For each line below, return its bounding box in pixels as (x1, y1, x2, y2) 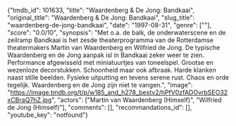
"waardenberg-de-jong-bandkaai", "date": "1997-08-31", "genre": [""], (7, 21, 212, 29)
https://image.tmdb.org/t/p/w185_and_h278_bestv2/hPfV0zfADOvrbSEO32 (10, 88, 228, 96)
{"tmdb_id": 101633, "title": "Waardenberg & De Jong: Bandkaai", (7, 6, 195, 14)
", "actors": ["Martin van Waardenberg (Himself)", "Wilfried (51, 96, 222, 104)
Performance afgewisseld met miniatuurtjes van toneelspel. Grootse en (7, 58, 213, 66)
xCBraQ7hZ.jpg (7, 96, 52, 104)
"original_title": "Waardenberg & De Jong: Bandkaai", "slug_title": (7, 13, 195, 22)
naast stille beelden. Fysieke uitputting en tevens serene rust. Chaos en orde (7, 73, 230, 82)
